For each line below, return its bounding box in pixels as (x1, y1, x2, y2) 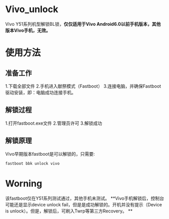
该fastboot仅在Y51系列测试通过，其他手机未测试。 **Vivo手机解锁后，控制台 (5, 195, 164, 201)
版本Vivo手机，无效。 (5, 27, 50, 33)
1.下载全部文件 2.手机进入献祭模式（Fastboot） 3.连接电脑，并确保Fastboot (5, 83, 161, 89)
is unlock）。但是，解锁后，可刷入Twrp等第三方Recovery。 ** (5, 208, 133, 214)
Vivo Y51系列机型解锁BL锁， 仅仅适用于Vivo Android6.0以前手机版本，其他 (5, 21, 161, 27)
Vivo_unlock (5, 4, 59, 15)
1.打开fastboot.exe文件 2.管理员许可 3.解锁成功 (5, 120, 102, 126)
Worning (5, 177, 42, 189)
